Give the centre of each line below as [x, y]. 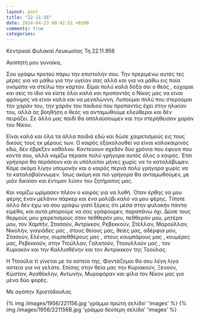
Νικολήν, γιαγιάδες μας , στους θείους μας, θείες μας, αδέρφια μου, [92, 231]
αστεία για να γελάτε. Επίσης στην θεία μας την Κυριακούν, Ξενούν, [92, 268]
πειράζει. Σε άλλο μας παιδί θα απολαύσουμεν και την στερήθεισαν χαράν [100, 119]
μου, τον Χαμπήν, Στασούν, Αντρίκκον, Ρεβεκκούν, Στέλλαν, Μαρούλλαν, [97, 224]
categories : [21, 34]
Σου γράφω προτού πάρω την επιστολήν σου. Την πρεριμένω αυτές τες [95, 74]
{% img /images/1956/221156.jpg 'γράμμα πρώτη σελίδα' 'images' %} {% [96, 303]
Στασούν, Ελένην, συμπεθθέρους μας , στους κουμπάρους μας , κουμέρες [98, 237]
